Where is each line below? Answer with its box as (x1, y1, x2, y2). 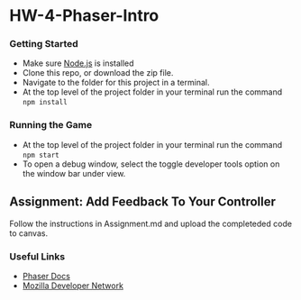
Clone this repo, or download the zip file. (22, 68, 174, 78)
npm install (22, 98, 68, 107)
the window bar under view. (22, 168, 126, 178)
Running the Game (9, 119, 93, 132)
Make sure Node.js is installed (22, 58, 134, 68)
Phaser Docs (22, 270, 70, 281)
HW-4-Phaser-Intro (9, 5, 160, 26)
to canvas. (9, 227, 48, 239)
